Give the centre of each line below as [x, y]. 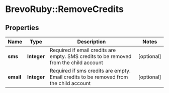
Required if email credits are [83, 50]
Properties [22, 28]
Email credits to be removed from [89, 77]
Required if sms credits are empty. [90, 71]
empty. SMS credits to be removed [91, 56]
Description [92, 42]
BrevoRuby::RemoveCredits [65, 9]
